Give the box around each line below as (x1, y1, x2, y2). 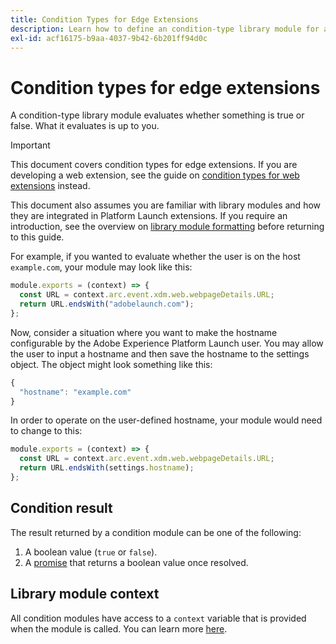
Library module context (10, 586, 160, 603)
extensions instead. (10, 180, 91, 192)
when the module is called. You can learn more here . (10, 622, 228, 635)
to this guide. (10, 231, 65, 243)
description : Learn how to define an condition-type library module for (10, 24, 320, 34)
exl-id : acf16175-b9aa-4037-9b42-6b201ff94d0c (10, 33, 208, 43)
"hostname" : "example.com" (19, 387, 132, 397)
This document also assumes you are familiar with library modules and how (10, 199, 322, 211)
